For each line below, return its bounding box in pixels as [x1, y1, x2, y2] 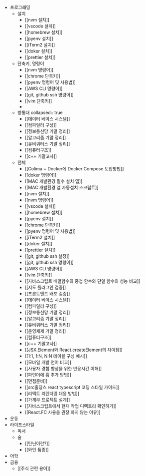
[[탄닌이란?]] [24, 441, 50, 446]
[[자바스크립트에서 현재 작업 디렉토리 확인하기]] [24, 403, 117, 409]
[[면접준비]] [24, 378, 48, 384]
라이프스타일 [9, 422, 35, 428]
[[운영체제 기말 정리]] [24, 328, 66, 334]
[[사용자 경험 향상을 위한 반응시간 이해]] [24, 366, 102, 371]
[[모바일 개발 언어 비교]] [24, 359, 71, 365]
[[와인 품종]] [24, 447, 49, 453]
